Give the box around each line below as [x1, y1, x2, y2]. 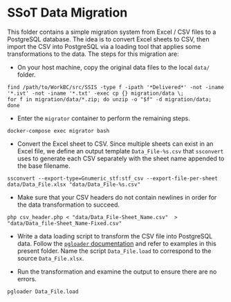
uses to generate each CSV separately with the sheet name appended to [17, 154, 225, 162]
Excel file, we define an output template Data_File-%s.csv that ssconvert [17, 147, 224, 155]
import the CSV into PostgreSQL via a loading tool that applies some [7, 42, 201, 50]
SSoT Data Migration [7, 5, 128, 21]
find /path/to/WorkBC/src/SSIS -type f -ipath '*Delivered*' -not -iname [7, 84, 225, 91]
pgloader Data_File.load [7, 288, 79, 295]
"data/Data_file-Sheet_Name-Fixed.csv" [7, 220, 122, 227]
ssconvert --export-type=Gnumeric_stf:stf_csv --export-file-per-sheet [7, 175, 218, 182]
